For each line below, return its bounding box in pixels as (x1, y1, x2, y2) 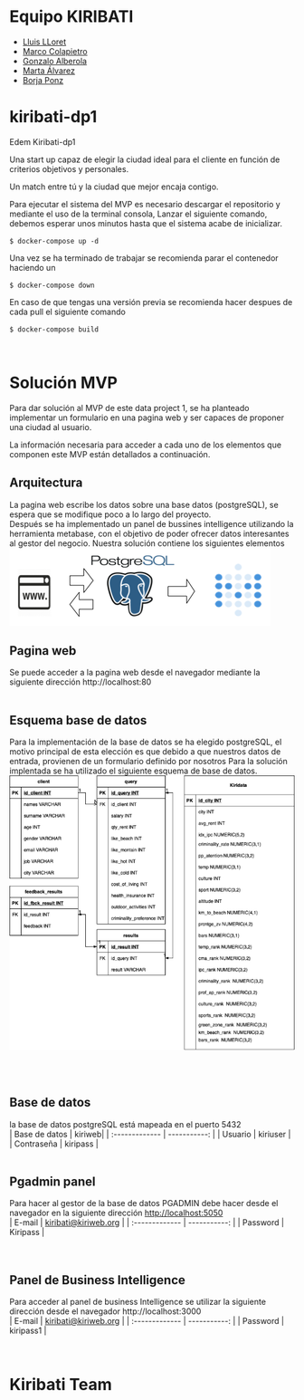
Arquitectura (9, 475, 83, 491)
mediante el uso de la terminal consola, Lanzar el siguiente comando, (9, 208, 268, 219)
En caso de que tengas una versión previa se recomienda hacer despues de (9, 296, 293, 307)
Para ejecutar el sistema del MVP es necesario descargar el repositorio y (9, 198, 280, 209)
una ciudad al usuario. (9, 421, 92, 432)
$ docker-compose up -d (9, 236, 100, 245)
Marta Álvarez (22, 65, 75, 76)
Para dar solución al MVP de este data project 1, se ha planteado (9, 402, 250, 413)
